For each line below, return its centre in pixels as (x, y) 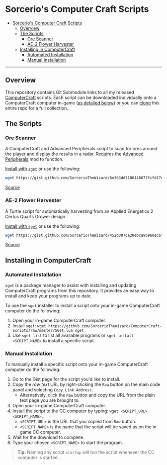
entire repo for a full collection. (37, 108)
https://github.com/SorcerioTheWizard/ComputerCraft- (105, 326)
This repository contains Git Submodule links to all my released (70, 92)
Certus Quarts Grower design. (36, 216)
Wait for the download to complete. (48, 437)
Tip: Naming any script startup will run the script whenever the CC (86, 452)
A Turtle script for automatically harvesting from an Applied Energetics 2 (79, 211)
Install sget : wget (29, 326)
